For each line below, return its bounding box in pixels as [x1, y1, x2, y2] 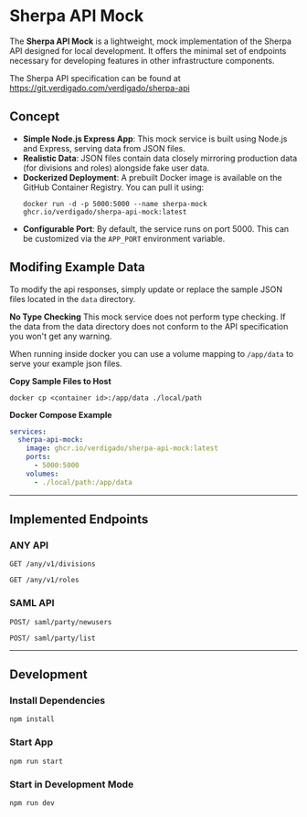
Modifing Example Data [9, 259, 145, 275]
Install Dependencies [9, 694, 106, 707]
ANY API [9, 539, 48, 551]
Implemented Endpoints [9, 512, 149, 528]
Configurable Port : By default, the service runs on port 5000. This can [22, 223, 290, 234]
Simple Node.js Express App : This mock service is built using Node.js [22, 133, 288, 144]
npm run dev [9, 798, 55, 808]
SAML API [9, 597, 55, 610]
